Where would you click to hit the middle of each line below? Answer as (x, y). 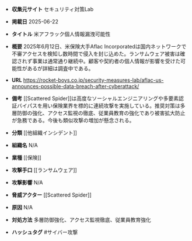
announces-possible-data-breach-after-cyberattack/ (75, 86)
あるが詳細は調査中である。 (60, 68)
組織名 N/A (25, 145)
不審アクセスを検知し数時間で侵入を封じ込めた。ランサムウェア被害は (96, 54)
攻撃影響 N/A (27, 183)
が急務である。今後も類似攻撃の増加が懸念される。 (73, 120)
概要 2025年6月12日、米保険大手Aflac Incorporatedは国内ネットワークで (99, 47)
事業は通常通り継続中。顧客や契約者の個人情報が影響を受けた (106, 61)
